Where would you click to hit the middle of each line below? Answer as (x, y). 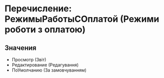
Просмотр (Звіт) (29, 59)
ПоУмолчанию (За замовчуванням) (49, 70)
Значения (20, 48)
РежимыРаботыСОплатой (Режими (82, 19)
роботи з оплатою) (45, 30)
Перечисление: (38, 9)
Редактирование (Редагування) (45, 65)
